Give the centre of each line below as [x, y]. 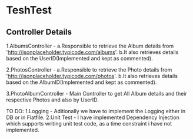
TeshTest [29, 10]
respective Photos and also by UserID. [52, 100]
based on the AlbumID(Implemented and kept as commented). [81, 82]
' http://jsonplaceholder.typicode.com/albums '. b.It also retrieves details [92, 52]
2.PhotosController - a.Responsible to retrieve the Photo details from [89, 70]
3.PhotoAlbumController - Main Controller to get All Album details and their [96, 94]
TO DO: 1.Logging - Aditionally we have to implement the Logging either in [96, 111]
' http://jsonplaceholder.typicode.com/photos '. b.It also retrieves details [92, 76]
